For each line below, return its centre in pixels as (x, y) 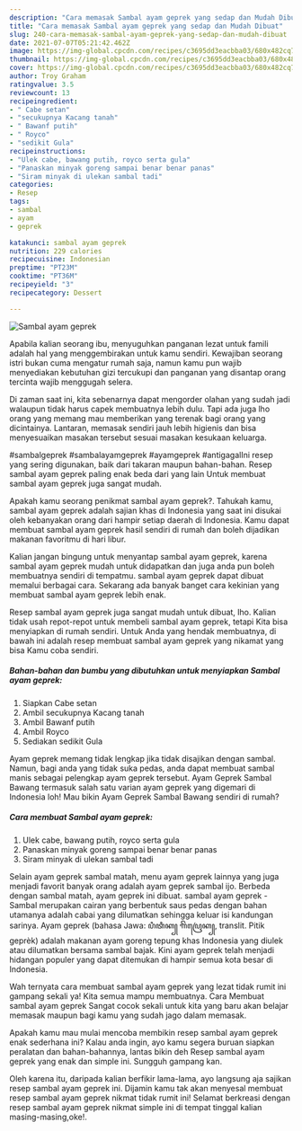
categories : (31, 185)
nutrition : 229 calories (56, 251)
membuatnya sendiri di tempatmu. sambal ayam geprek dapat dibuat (137, 575)
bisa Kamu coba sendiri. (54, 650)
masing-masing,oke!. (48, 1117)
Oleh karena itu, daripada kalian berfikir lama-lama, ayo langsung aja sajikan (151, 1078)
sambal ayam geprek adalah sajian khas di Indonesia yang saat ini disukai (145, 510)
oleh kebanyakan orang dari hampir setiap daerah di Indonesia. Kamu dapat (149, 520)
